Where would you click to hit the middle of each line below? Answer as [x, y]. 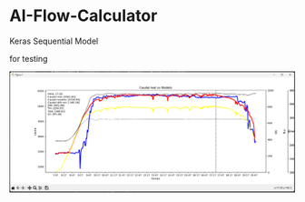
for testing [29, 58]
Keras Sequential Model [54, 41]
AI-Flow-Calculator [84, 16]
